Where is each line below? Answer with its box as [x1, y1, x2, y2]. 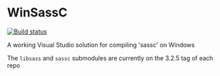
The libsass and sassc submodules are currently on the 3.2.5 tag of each [7, 53, 214, 62]
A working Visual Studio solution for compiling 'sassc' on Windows [7, 40, 195, 49]
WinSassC [7, 5, 68, 21]
